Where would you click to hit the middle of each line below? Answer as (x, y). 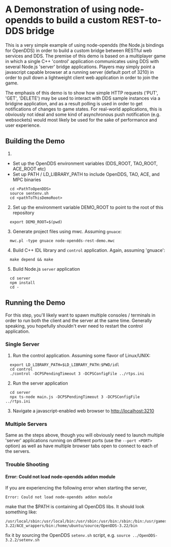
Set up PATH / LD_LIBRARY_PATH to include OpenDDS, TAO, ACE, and (86, 174)
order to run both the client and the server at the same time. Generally (79, 320)
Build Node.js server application (46, 269)
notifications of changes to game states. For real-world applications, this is (84, 109)
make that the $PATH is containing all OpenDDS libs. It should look (75, 507)
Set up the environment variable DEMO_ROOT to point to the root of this (88, 207)
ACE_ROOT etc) (29, 168)
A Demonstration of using (61, 9)
